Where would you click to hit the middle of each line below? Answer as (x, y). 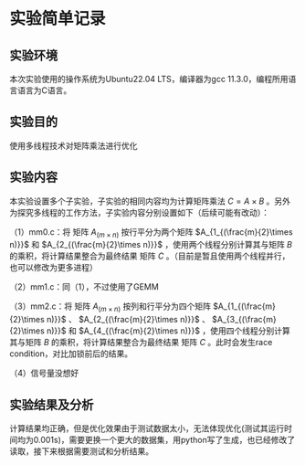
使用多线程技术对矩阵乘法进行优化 (74, 145)
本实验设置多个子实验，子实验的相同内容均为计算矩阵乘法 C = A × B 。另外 (150, 201)
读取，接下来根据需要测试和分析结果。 (81, 451)
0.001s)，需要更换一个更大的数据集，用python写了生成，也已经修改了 (164, 440)
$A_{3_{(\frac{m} (244, 320)
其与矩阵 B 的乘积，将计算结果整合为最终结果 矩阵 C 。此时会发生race (141, 343)
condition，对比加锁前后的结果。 (71, 354)
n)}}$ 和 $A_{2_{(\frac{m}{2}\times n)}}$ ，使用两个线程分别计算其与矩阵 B (151, 245)
